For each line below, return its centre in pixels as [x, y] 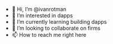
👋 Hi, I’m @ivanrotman [39, 9]
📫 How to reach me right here [49, 35]
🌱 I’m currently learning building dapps [59, 22]
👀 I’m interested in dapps [42, 15]
